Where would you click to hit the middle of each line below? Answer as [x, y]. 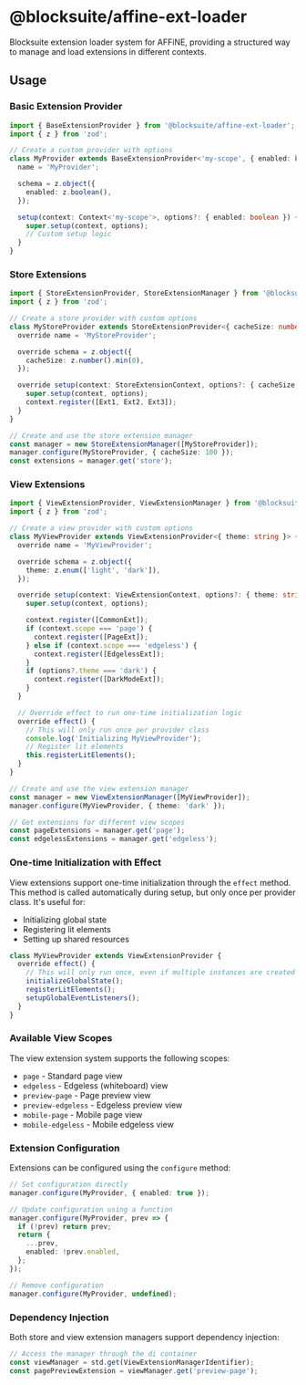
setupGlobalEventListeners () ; [83, 998]
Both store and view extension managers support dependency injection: [144, 1337]
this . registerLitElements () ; [81, 755]
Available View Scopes [61, 1038]
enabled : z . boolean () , [69, 192]
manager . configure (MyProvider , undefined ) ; [93, 1294]
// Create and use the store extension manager [102, 435]
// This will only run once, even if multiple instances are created [161, 973]
